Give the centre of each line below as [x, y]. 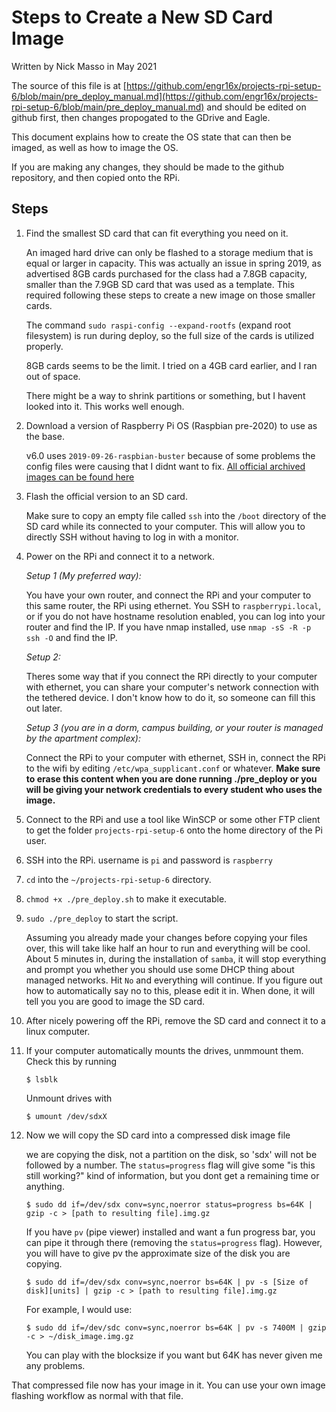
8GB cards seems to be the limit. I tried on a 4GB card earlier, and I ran [171, 365]
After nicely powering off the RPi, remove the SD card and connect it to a [175, 1020]
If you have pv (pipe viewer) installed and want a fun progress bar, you [170, 1232]
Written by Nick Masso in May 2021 [84, 66]
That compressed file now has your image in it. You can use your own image [168, 1385]
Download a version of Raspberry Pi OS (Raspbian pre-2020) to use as [171, 425]
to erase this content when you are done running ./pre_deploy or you [171, 778]
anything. [45, 1186]
